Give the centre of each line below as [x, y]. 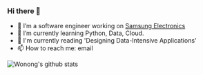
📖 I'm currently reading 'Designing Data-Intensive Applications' [107, 41]
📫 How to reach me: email [55, 48]
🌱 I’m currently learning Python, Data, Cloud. [80, 33]
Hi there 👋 [24, 11]
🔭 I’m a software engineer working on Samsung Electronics [101, 26]
